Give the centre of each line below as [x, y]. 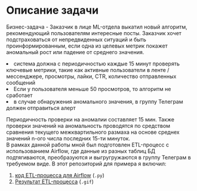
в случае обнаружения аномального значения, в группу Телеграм [98, 101]
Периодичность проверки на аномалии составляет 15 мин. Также [90, 119]
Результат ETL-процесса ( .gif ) [54, 181]
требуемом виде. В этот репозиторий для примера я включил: [86, 164]
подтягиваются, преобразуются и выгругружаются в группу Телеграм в [98, 157]
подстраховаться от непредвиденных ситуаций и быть [76, 39]
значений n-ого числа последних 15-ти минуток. [68, 138]
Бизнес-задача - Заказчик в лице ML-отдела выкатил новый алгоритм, [97, 27]
